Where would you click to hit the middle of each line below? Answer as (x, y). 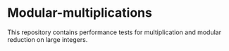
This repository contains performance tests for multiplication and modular (114, 32)
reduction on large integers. (48, 39)
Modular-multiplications (80, 13)
